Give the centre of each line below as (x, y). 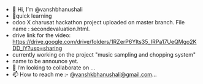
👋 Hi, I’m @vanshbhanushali (47, 9)
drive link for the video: (41, 35)
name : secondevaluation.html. (51, 29)
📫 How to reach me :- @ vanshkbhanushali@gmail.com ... (84, 74)
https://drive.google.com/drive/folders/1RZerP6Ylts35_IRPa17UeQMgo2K (104, 42)
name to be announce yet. (45, 61)
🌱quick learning (32, 16)
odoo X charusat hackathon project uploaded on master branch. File (98, 22)
